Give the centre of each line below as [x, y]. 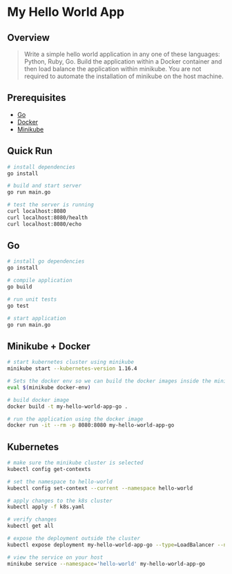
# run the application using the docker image [75, 419]
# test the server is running [51, 205]
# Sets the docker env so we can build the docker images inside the [109, 381]
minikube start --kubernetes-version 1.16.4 [72, 369]
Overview [29, 38]
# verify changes [32, 519]
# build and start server [44, 186]
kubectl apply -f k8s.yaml [46, 507]
